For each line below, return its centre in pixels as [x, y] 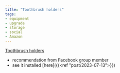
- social [14, 32]
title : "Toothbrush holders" [34, 9]
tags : [10, 14]
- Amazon [14, 37]
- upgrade [15, 23]
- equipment [17, 18]
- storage [15, 28]
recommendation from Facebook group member [60, 60]
